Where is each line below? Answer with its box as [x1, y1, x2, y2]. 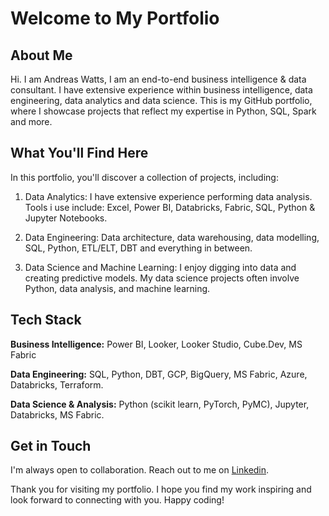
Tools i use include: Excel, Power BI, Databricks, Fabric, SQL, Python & [24, 201, 316, 213]
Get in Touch [10, 438, 92, 455]
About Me [10, 47, 73, 64]
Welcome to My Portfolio [10, 7, 220, 30]
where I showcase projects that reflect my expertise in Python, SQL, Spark [10, 105, 317, 117]
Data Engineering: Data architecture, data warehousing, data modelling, [24, 231, 320, 243]
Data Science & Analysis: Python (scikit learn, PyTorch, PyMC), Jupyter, [10, 398, 310, 410]
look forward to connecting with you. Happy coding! [10, 494, 225, 506]
